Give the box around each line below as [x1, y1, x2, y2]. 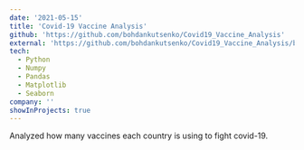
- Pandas [17, 72, 51, 81]
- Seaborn [17, 89, 54, 98]
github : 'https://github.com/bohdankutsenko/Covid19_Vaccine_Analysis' [9, 30, 285, 39]
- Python [17, 55, 51, 64]
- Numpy [17, 64, 47, 73]
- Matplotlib [17, 80, 67, 89]
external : [9, 38, 47, 48]
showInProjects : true [9, 106, 91, 115]
